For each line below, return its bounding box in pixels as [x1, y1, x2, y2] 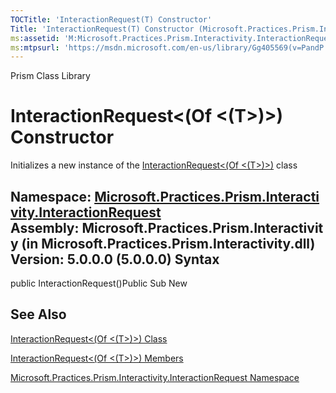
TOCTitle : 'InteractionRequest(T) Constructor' [10, 14, 213, 25]
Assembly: [10, 219, 80, 236]
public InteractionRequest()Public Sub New [10, 277, 188, 289]
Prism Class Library [10, 70, 91, 82]
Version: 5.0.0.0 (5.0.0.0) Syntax [10, 251, 220, 268]
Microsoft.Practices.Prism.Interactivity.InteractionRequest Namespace [10, 371, 300, 383]
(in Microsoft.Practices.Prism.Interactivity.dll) [21, 235, 316, 252]
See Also [10, 306, 67, 323]
